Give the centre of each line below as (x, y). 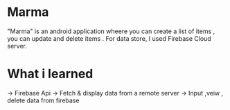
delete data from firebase (43, 100)
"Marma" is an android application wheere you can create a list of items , (111, 31)
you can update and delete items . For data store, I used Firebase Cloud (109, 38)
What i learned (50, 74)
